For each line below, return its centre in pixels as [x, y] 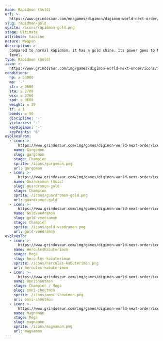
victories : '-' [25, 123]
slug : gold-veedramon [35, 218]
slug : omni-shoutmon [34, 290]
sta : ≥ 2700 [22, 91]
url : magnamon [28, 331]
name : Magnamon [29, 313]
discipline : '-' [26, 118]
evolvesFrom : [18, 136]
